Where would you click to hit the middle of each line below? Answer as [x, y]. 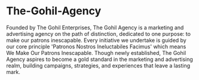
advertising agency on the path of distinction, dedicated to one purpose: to [99, 33]
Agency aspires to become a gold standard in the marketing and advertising [99, 59]
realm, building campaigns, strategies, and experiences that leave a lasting [98, 65]
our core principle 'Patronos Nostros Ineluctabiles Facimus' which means [96, 47]
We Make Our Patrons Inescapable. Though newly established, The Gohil [96, 53]
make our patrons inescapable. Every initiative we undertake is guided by [96, 40]
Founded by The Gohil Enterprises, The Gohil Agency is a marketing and [95, 27]
